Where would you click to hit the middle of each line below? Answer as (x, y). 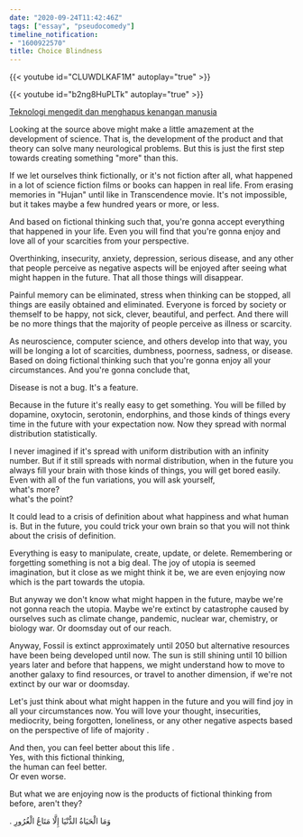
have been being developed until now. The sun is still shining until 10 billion (148, 656)
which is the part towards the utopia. (78, 582)
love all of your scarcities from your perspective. (99, 241)
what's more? (35, 490)
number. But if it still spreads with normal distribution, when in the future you (151, 461)
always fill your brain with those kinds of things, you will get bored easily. (145, 471)
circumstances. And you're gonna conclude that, (100, 370)
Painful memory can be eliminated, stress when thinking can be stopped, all (150, 295)
